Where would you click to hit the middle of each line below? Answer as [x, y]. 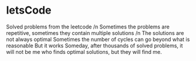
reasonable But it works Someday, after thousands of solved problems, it [94, 46]
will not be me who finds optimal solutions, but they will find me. [84, 52]
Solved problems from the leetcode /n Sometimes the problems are [88, 27]
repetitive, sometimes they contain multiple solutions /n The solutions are [95, 33]
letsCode [29, 10]
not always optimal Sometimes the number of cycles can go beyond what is [98, 39]
